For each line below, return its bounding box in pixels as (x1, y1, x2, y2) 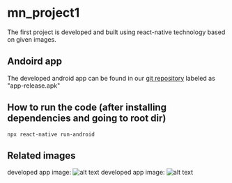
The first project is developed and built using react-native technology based (7, 28, 226, 36)
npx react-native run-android (7, 131, 95, 138)
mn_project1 (7, 5, 80, 21)
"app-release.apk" (7, 81, 61, 90)
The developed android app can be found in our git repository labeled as (7, 74, 216, 82)
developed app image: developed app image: (7, 168, 165, 177)
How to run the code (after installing (7, 102, 167, 113)
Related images (7, 150, 76, 161)
